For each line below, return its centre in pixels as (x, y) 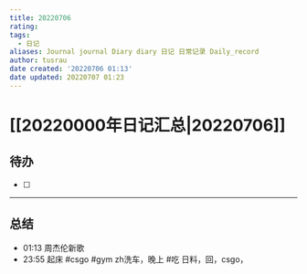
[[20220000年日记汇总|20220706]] (148, 125)
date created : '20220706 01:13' (71, 69)
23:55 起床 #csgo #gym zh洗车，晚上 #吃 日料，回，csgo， (135, 259)
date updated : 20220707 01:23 (67, 78)
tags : (20, 35)
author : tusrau (38, 60)
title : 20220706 (40, 18)
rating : (24, 26)
